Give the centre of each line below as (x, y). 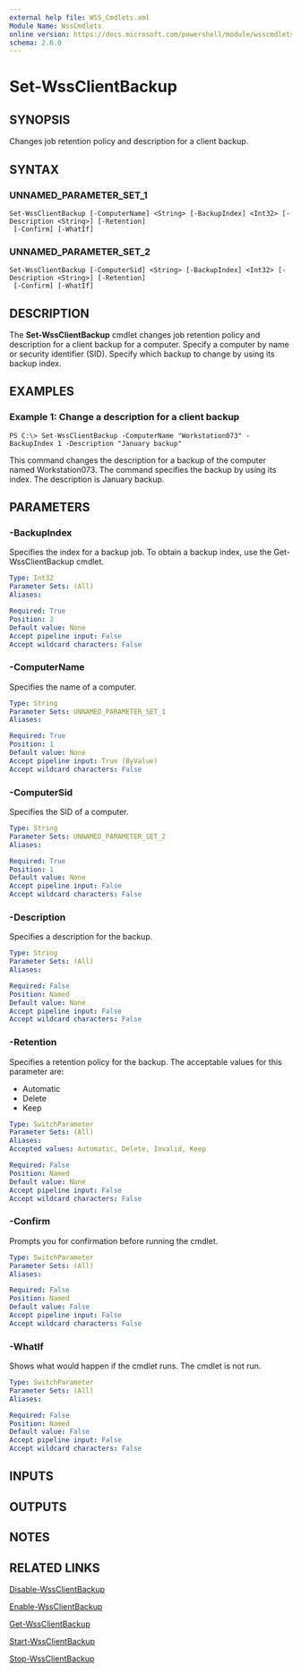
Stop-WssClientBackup (52, 1659)
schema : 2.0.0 (36, 43)
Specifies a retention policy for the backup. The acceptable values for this (146, 1061)
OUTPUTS (38, 1507)
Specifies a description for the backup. (81, 937)
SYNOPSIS (40, 120)
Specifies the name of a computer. (73, 687)
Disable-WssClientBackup (57, 1590)
